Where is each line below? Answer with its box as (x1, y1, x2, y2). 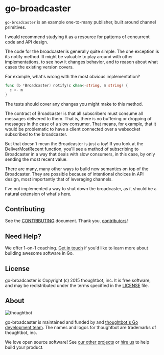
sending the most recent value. (5, 156, 68, 162)
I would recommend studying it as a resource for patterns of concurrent (5, 34, 150, 40)
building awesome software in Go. (5, 250, 74, 256)
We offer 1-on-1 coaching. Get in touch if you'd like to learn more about (5, 245, 148, 251)
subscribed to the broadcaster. (5, 131, 68, 137)
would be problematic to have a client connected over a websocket (5, 126, 141, 132)
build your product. (5, 344, 44, 350)
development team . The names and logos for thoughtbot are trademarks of (5, 324, 157, 330)
